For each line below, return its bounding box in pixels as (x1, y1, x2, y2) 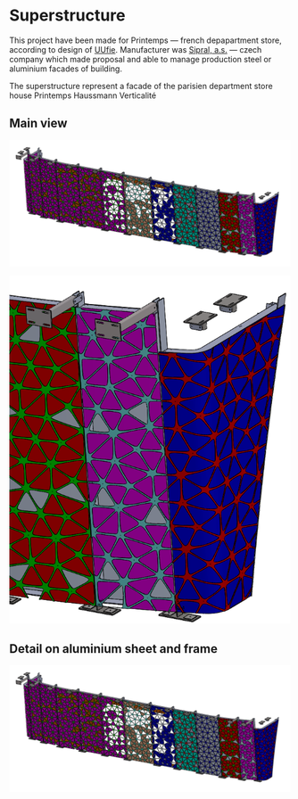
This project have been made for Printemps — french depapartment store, (9, 35, 283, 45)
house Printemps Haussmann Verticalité (9, 90, 157, 101)
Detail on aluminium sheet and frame (9, 641, 219, 656)
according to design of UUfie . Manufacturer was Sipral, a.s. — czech (9, 44, 262, 54)
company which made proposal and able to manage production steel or (9, 54, 272, 64)
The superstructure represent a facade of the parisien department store (9, 80, 274, 91)
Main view (9, 116, 68, 131)
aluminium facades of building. (9, 63, 123, 74)
